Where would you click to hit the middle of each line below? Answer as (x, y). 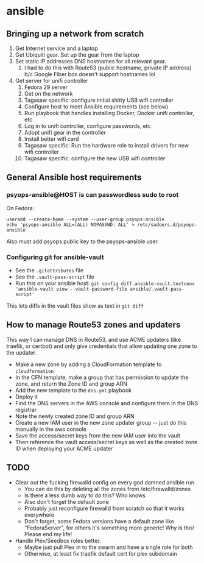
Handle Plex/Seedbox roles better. (58, 540)
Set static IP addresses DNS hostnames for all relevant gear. (90, 61)
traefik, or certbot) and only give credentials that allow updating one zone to (102, 346)
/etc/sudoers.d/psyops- (167, 225)
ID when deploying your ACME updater (64, 448)
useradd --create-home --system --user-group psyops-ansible (86, 219)
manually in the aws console (51, 429)
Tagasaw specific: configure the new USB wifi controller (95, 158)
